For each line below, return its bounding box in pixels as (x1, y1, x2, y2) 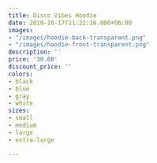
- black (8, 77, 34, 85)
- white (8, 99, 34, 107)
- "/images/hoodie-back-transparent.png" (8, 33, 147, 42)
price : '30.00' (8, 56, 58, 64)
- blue (8, 84, 30, 93)
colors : (8, 70, 34, 78)
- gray (8, 92, 30, 100)
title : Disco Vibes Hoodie (8, 11, 97, 20)
